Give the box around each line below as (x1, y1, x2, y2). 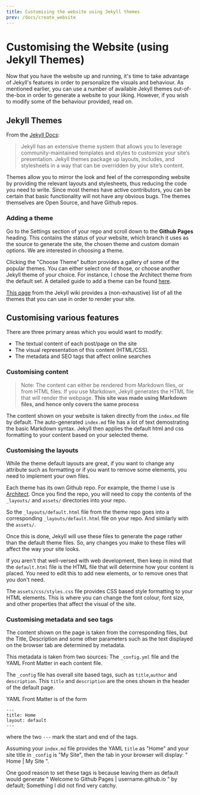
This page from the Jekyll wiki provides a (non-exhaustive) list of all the (6, 289, 182, 296)
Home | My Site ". (6, 758, 50, 765)
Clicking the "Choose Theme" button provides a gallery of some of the (6, 258, 180, 265)
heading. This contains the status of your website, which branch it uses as (6, 234, 189, 241)
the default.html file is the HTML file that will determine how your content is (6, 563, 194, 571)
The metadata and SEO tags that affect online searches (14, 353, 151, 360)
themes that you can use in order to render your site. (6, 295, 136, 302)
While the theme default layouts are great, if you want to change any (6, 459, 175, 467)
